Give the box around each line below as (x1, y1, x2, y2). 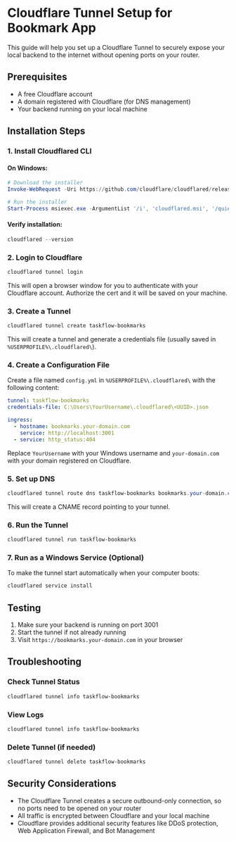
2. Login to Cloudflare (7, 252, 83, 262)
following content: (7, 384, 60, 392)
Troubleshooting (7, 656, 82, 668)
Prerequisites (7, 71, 67, 83)
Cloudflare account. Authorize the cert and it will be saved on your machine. (7, 289, 228, 297)
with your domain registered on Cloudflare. (7, 456, 131, 465)
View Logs (7, 710, 44, 720)
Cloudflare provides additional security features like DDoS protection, (17, 819, 219, 827)
